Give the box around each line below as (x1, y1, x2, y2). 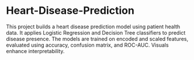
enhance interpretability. (6, 47, 65, 54)
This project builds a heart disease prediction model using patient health (6, 23, 181, 30)
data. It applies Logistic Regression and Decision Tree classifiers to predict (6, 29, 186, 36)
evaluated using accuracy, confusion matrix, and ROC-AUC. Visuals (6, 42, 169, 48)
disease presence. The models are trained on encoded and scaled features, (6, 35, 189, 42)
